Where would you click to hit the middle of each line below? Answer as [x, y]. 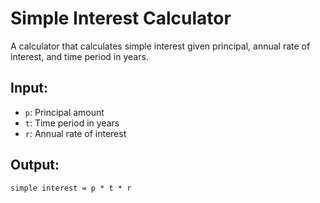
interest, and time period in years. [79, 56]
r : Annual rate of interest [75, 133]
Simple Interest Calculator [121, 18]
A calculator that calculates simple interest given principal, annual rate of [160, 46]
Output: [35, 165]
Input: [29, 88]
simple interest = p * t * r [71, 188]
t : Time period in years [72, 123]
